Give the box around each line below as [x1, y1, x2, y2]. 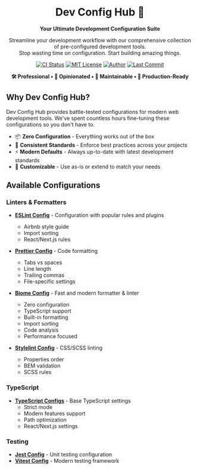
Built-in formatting [23, 314, 68, 321]
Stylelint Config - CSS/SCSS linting [14, 344, 103, 351]
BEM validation [23, 362, 61, 369]
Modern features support [23, 410, 86, 417]
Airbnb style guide [23, 223, 70, 230]
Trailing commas [23, 271, 65, 279]
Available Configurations [6, 180, 101, 190]
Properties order [23, 356, 64, 363]
